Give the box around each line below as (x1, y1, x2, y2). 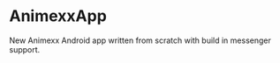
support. (9, 44, 41, 54)
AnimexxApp (9, 6, 108, 26)
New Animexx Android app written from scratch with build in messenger (9, 35, 271, 45)
